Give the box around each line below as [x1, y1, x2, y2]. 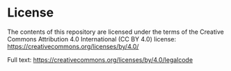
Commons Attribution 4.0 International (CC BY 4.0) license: [7, 34, 177, 43]
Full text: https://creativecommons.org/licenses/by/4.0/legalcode [7, 55, 193, 63]
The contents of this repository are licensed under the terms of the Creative [7, 28, 224, 36]
